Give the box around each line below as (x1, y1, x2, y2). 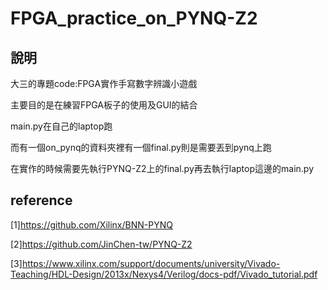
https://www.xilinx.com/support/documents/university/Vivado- (21, 257, 281, 269)
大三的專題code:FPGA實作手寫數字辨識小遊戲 (10, 78, 198, 89)
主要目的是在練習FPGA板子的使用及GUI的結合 (10, 99, 198, 111)
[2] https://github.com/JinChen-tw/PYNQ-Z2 (10, 238, 193, 250)
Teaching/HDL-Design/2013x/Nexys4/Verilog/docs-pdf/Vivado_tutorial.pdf (10, 268, 318, 280)
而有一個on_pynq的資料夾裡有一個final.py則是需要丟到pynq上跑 (10, 142, 272, 153)
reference (10, 192, 73, 209)
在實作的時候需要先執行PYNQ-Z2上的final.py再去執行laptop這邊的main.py (10, 163, 314, 174)
